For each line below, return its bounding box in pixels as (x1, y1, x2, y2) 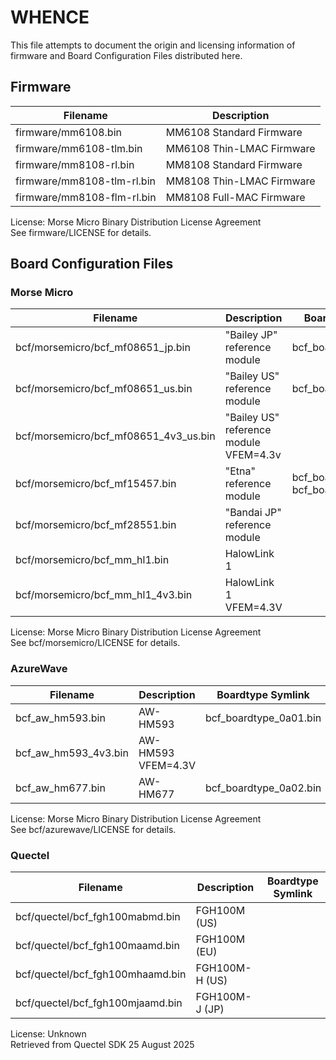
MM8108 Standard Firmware (165, 157, 303, 171)
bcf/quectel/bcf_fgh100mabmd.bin (15, 910, 181, 924)
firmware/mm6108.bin (15, 125, 122, 139)
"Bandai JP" (224, 506, 282, 520)
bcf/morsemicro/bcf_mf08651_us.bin (15, 382, 193, 396)
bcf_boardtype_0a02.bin (204, 781, 322, 795)
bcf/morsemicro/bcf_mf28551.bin (15, 518, 177, 532)
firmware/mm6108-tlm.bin (15, 141, 143, 155)
